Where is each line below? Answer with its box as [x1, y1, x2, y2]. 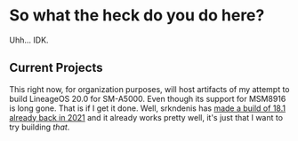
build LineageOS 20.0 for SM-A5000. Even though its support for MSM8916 [9, 93, 286, 104]
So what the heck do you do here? [9, 5, 265, 26]
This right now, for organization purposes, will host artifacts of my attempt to [9, 83, 290, 94]
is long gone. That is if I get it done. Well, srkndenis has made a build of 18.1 [9, 103, 286, 114]
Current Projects [9, 60, 103, 75]
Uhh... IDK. [9, 35, 49, 45]
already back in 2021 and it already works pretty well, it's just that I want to [9, 112, 283, 122]
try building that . [9, 121, 70, 132]
